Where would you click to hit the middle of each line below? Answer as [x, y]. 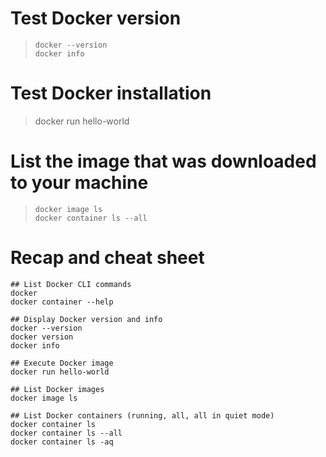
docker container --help [62, 302]
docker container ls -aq [62, 442]
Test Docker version [96, 18]
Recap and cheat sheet [107, 258]
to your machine [79, 183]
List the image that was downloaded [163, 161]
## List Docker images [57, 389]
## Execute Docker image [62, 363]
